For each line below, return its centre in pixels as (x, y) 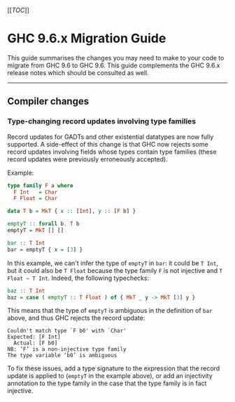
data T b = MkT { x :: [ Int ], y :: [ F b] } (72, 211)
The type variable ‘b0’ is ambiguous (62, 356)
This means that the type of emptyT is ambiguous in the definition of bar (110, 311)
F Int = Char (36, 192)
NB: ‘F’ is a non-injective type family (67, 349)
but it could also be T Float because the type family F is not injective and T (115, 270)
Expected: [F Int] (34, 337)
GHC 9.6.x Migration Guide (87, 39)
